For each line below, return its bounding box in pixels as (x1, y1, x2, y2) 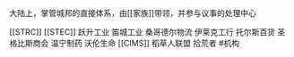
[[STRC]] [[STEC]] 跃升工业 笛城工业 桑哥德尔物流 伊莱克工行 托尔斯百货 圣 (9, 27, 286, 37)
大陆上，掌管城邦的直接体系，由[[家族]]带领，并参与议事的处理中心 (9, 8, 257, 18)
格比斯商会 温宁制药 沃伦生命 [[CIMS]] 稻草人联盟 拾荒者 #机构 (9, 38, 240, 48)
